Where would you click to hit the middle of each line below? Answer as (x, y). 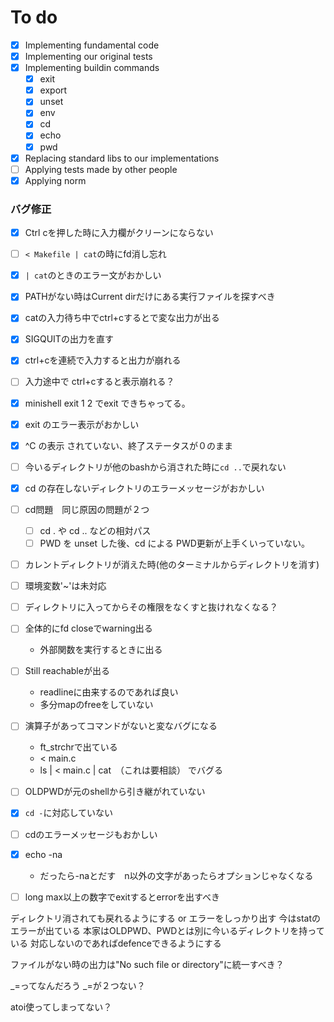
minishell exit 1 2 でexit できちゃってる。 (107, 403)
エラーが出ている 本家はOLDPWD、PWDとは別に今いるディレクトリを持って (167, 930)
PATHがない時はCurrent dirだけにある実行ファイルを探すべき (150, 297)
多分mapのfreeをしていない (96, 705)
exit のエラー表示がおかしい (82, 424)
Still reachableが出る (67, 671)
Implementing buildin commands (92, 68)
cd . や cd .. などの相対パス (95, 530)
